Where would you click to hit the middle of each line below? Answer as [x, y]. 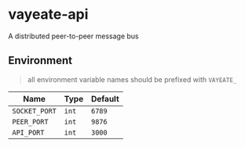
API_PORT [28, 132]
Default [105, 99]
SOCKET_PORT [35, 111]
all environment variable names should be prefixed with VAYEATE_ [132, 79]
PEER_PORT [30, 122]
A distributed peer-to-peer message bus [73, 36]
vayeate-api [48, 14]
